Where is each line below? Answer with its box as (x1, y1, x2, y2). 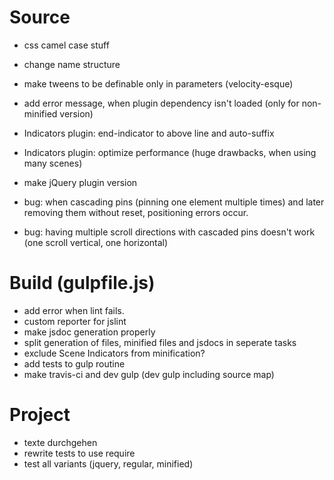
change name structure (23, 58, 121, 70)
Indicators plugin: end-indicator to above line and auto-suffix (23, 127, 275, 139)
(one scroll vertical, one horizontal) (23, 236, 169, 248)
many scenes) (23, 157, 83, 169)
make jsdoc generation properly (23, 326, 156, 338)
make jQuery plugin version (23, 176, 138, 188)
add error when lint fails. (23, 304, 125, 316)
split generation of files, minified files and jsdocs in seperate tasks (23, 336, 297, 348)
